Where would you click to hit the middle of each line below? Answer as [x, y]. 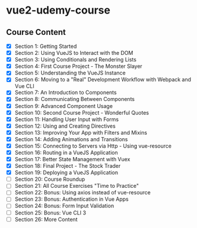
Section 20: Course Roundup [50, 179]
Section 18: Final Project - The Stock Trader [68, 166]
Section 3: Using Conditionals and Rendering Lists [75, 60]
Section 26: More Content [46, 219]
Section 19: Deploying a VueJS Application [66, 172]
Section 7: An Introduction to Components [65, 93]
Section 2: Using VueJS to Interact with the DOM [74, 53]
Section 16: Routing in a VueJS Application [66, 152]
